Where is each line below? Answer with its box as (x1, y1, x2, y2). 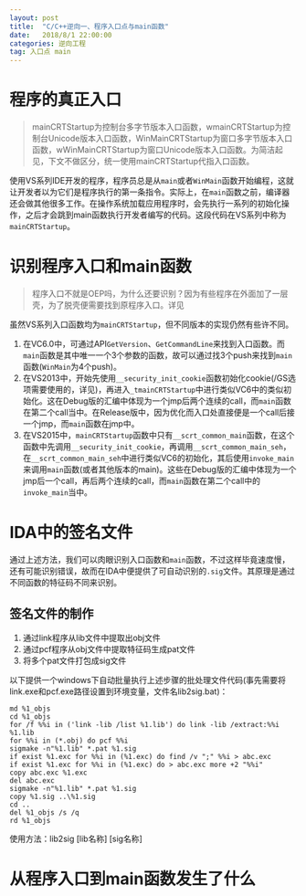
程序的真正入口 (9, 90, 122, 111)
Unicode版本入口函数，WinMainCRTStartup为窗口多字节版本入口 (47, 133, 293, 144)
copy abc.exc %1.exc (9, 768, 89, 777)
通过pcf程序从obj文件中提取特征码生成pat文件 (22, 643, 196, 654)
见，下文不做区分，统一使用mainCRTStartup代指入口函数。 (31, 156, 255, 167)
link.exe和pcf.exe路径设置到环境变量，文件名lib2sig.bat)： (9, 686, 228, 697)
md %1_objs (9, 704, 51, 713)
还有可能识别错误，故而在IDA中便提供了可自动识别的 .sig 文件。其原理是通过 (9, 565, 295, 576)
